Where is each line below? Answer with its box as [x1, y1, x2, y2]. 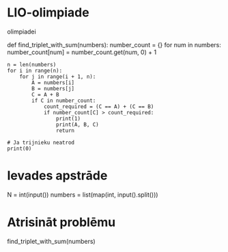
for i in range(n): [7, 67, 63, 74]
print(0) [7, 145, 32, 152]
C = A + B [31, 91, 59, 98]
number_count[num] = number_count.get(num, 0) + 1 [7, 48, 157, 56]
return [55, 127, 75, 134]
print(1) [55, 115, 81, 122]
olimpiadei [7, 27, 36, 36]
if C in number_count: [31, 97, 96, 104]
